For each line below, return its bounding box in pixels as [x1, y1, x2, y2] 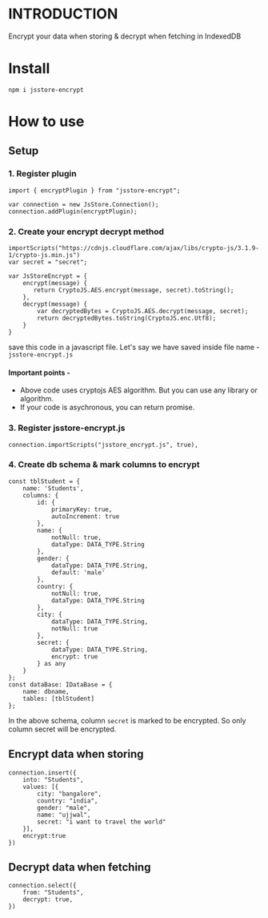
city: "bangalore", [37, 790, 102, 798]
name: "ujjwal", [37, 811, 91, 819]
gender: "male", [37, 803, 91, 811]
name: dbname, [22, 687, 70, 695]
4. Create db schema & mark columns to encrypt [8, 459, 200, 470]
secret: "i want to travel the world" [37, 818, 166, 826]
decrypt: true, [22, 896, 74, 904]
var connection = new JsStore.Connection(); [8, 200, 159, 208]
